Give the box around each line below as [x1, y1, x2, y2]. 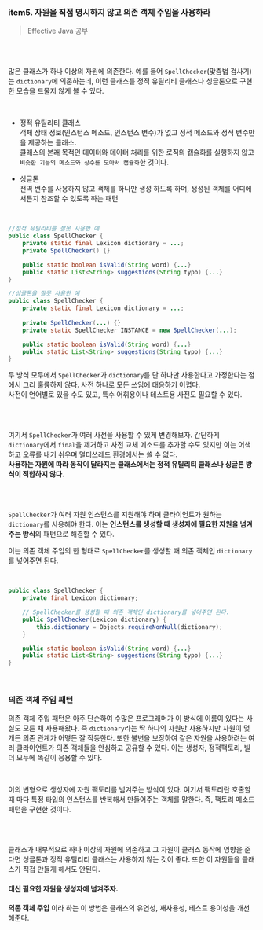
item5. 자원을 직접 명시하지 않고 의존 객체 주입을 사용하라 [8, 6, 210, 17]
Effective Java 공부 [27, 26, 89, 36]
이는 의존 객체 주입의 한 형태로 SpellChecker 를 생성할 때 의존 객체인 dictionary [8, 546, 253, 556]
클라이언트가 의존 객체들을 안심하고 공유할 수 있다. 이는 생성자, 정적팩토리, [16, 743, 243, 752]
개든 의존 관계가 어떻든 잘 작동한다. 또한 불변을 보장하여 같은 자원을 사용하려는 [8, 733, 247, 743]
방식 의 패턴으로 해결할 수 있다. [22, 529, 115, 539]
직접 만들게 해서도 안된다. [22, 865, 100, 874]
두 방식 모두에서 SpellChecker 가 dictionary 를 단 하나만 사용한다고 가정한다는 [8, 370, 247, 380]
